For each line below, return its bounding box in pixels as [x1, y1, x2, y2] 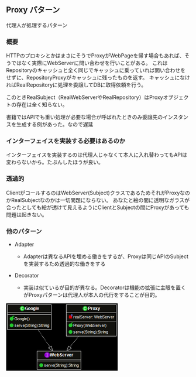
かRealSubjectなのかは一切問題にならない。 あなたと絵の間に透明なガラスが [6, 196, 190, 203]
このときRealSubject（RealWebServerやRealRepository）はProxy [6, 94, 163, 101]
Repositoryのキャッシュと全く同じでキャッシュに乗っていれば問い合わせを [6, 67, 186, 74]
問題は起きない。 [6, 211, 47, 218]
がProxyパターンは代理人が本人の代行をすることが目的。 [23, 292, 160, 298]
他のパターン [6, 227, 42, 235]
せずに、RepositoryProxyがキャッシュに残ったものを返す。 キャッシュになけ [6, 74, 190, 81]
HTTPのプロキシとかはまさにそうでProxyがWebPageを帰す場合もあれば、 [6, 52, 185, 59]
